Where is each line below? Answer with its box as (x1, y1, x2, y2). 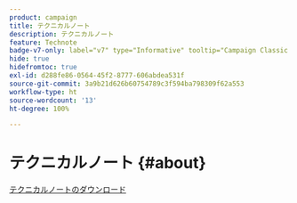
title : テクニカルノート (9, 21, 91, 30)
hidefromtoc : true (9, 63, 77, 72)
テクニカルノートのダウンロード (9, 184, 126, 195)
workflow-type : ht (9, 87, 77, 96)
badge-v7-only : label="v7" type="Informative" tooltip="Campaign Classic (9, 46, 289, 55)
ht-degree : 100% (9, 104, 69, 113)
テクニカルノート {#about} (9, 153, 206, 174)
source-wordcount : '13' (9, 95, 98, 105)
